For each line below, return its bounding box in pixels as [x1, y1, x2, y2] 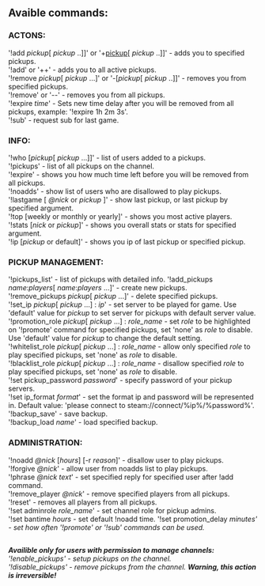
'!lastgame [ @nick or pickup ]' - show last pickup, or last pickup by [8, 195, 228, 204]
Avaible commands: [8, 6, 108, 20]
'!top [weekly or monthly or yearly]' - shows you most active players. [8, 211, 233, 221]
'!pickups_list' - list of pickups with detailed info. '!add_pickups [8, 274, 214, 284]
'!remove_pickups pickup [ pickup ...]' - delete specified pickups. [8, 292, 218, 301]
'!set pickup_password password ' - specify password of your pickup [8, 376, 233, 385]
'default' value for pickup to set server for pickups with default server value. [8, 308, 256, 318]
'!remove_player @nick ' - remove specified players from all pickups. [8, 489, 230, 498]
